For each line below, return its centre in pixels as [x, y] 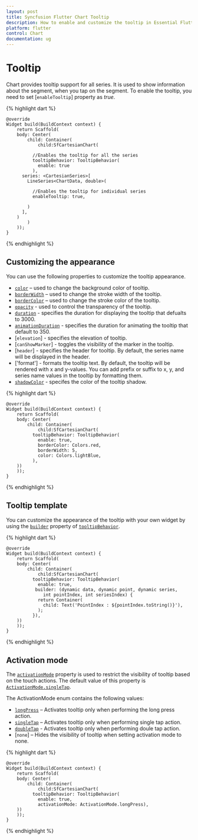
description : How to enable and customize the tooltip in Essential [92, 22]
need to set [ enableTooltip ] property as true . [61, 97]
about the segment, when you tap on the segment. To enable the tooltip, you [99, 90]
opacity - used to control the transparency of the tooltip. [83, 307]
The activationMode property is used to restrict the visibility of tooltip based [98, 674]
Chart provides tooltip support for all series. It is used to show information [96, 84]
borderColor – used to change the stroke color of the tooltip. [88, 300]
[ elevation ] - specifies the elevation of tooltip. [71, 338]
